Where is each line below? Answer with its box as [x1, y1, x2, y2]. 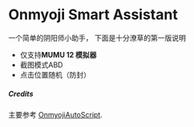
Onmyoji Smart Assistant [8, 6, 178, 24]
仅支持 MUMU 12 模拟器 [19, 50, 97, 59]
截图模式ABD [19, 60, 63, 69]
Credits [8, 89, 34, 98]
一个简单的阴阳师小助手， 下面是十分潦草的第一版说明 [8, 33, 186, 42]
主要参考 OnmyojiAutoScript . [8, 109, 103, 119]
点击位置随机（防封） [19, 69, 91, 79]
